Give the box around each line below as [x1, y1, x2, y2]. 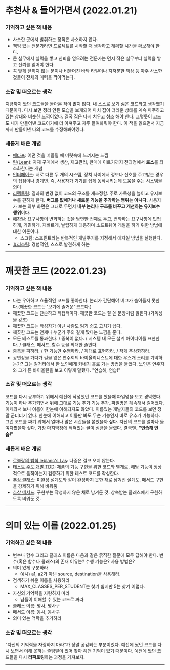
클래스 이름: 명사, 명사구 [12, 602, 60, 608]
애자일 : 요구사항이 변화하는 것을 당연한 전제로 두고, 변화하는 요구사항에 [12, 216, 152, 222]
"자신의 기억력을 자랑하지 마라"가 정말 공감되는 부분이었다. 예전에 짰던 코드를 [5, 641, 157, 647]
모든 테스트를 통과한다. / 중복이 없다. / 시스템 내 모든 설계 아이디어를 [12, 335, 147, 341]
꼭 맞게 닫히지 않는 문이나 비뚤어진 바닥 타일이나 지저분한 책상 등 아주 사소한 [12, 68, 163, 74]
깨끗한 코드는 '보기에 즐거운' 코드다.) [19, 303, 92, 309]
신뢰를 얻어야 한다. [18, 62, 55, 68]
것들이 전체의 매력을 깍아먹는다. [12, 74, 75, 81]
